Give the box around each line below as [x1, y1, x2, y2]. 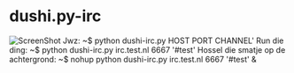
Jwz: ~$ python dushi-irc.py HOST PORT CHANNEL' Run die [62, 35, 284, 46]
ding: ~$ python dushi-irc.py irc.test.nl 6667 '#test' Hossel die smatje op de [9, 44, 286, 55]
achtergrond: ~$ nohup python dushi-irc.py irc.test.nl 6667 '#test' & [9, 54, 257, 64]
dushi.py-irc [9, 6, 102, 26]
